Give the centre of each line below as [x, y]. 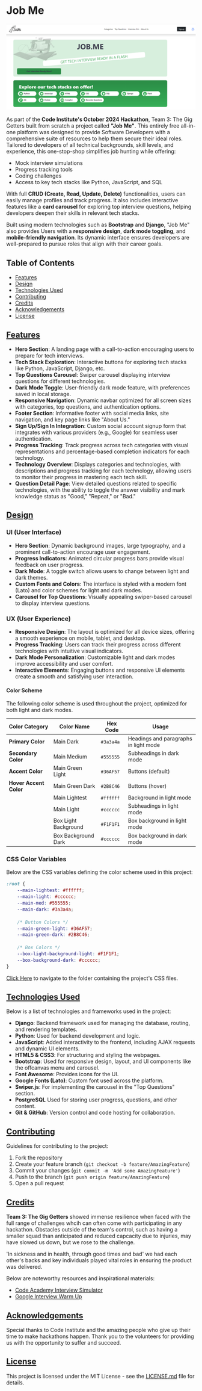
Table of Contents [41, 263]
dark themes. [31, 577]
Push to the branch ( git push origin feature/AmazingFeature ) [92, 1177]
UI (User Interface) [34, 532]
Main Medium [70, 757]
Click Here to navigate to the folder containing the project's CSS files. [92, 978]
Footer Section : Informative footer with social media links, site [92, 413]
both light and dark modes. [40, 710]
